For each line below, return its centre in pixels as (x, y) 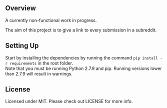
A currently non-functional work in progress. (51, 20)
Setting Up (22, 46)
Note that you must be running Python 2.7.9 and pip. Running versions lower (84, 68)
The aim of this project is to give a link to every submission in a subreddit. (81, 30)
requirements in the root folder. (41, 63)
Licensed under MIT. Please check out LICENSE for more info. (69, 101)
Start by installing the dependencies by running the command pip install (82, 57)
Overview (21, 8)
